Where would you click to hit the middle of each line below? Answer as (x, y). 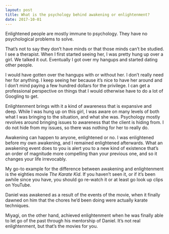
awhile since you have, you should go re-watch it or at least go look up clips (84, 180)
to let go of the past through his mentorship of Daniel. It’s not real (73, 221)
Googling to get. (22, 96)
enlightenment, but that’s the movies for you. (52, 226)
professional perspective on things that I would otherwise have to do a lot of (84, 91)
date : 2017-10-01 (23, 19)
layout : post (19, 10)
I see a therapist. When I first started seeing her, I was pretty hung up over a (84, 54)
